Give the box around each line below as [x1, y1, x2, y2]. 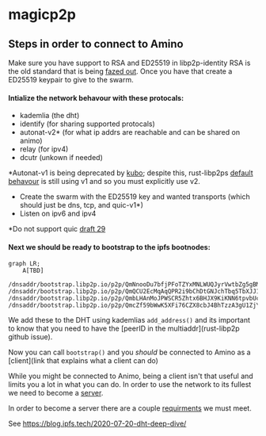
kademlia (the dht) [19, 111, 80, 120]
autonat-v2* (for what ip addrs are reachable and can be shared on [19, 128, 240, 137]
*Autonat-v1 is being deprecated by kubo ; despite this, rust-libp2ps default [8, 168, 253, 178]
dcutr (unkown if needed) [19, 153, 103, 163]
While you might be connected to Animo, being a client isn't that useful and [8, 371, 253, 381]
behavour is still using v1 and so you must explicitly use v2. [8, 177, 200, 186]
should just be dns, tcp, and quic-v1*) [19, 201, 144, 210]
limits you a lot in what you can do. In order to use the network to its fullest [8, 380, 252, 389]
